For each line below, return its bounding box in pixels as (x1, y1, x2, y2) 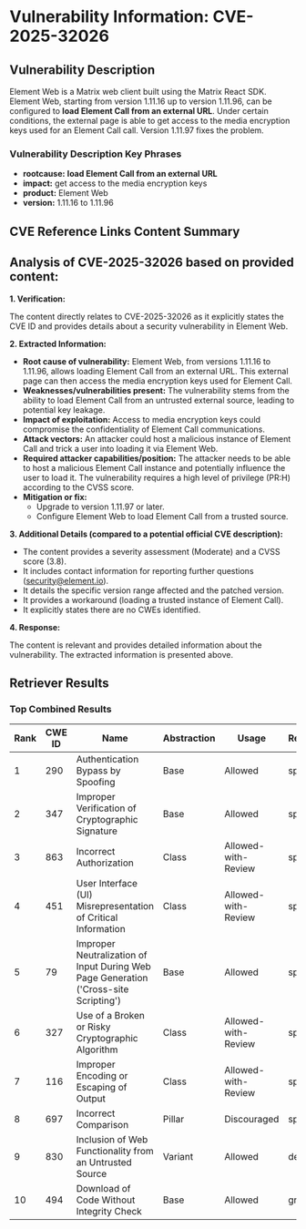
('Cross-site (76, 983, 129, 996)
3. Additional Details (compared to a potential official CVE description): (9, 528, 284, 539)
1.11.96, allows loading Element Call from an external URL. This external (22, 365, 289, 376)
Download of (76, 1183, 131, 1195)
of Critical (76, 911, 118, 924)
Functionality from (76, 1145, 155, 1158)
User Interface (76, 877, 138, 890)
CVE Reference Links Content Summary (9, 223, 240, 239)
